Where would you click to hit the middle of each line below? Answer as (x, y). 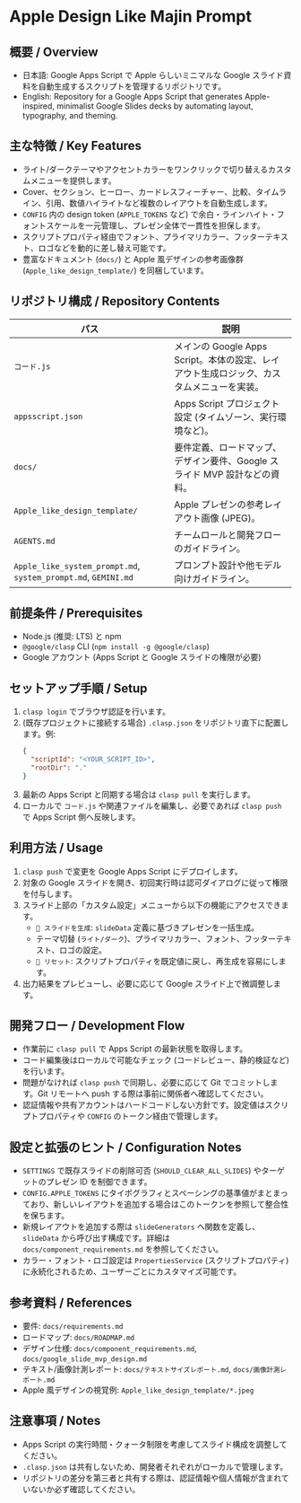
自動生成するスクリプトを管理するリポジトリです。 (132, 86)
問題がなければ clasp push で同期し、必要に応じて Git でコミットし (146, 1083)
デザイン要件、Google (221, 461)
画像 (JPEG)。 (231, 518)
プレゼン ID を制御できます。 (99, 1182)
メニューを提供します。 (73, 180)
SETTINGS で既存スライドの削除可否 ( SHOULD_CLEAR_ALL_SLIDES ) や (142, 1171)
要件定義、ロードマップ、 (228, 447)
